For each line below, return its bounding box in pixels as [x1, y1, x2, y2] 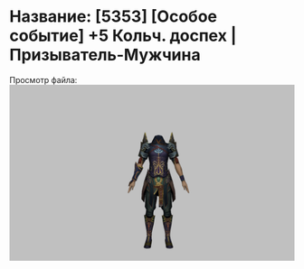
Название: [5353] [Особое [9, 6, 218, 27]
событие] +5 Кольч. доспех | [9, 25, 237, 46]
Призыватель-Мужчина [9, 45, 201, 65]
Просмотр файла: [9, 74, 78, 85]
